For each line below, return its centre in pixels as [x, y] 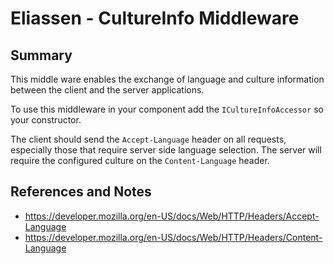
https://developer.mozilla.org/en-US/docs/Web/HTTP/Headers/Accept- [172, 216]
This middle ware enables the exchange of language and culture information [167, 79]
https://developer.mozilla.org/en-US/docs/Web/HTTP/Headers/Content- [173, 237]
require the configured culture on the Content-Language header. [140, 160]
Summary [41, 55]
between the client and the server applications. [107, 90]
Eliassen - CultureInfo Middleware [155, 18]
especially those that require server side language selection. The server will [166, 150]
